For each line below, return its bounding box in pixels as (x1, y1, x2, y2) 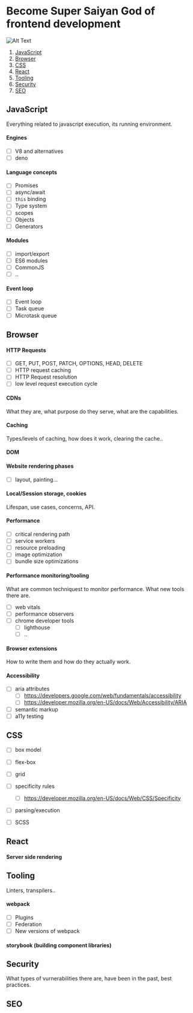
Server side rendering (6, 853, 62, 860)
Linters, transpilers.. (6, 887, 56, 894)
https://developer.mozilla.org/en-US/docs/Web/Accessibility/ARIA (23, 699, 188, 706)
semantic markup (14, 705, 58, 713)
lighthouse (23, 624, 51, 631)
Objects (14, 215, 35, 223)
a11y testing (14, 712, 44, 720)
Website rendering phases (6, 462, 74, 469)
